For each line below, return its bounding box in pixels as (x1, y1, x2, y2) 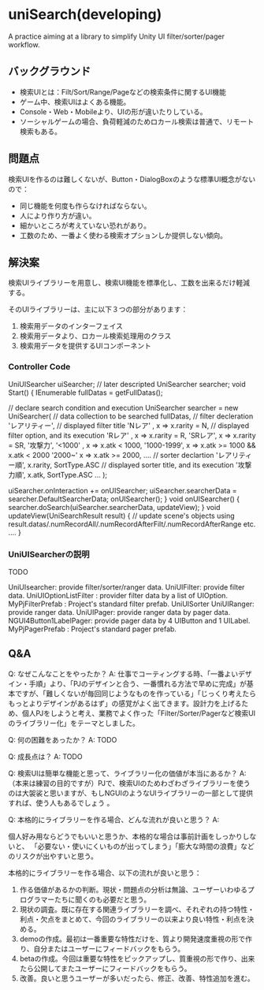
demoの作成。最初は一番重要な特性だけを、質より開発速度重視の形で (19, 934, 246, 943)
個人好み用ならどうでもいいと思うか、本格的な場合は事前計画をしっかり (8, 832, 243, 841)
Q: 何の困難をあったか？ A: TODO (8, 735, 117, 744)
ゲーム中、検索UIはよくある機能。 (19, 97, 131, 106)
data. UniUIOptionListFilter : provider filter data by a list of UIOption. (8, 590, 229, 600)
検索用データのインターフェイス (19, 322, 124, 331)
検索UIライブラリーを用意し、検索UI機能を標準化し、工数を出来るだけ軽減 (8, 278, 251, 288)
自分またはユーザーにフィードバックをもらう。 (33, 943, 185, 953)
